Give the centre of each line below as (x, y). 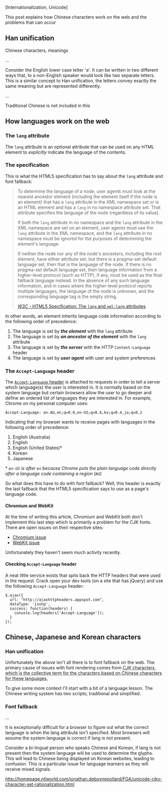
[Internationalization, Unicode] (37, 7)
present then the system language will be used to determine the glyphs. (79, 753)
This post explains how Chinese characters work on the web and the (76, 17)
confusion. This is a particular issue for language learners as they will (77, 764)
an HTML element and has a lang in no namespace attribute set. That (89, 207)
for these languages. (27, 679)
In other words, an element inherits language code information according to (83, 316)
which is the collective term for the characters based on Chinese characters (83, 673)
